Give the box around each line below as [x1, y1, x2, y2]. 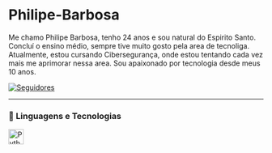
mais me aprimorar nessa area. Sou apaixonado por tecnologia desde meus [8, 58, 261, 68]
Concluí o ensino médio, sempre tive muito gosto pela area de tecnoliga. [8, 40, 249, 50]
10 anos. [8, 66, 36, 76]
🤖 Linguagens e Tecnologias [8, 110, 121, 121]
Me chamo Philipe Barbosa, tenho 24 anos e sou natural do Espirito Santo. [8, 32, 257, 42]
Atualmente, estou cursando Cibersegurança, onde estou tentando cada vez [8, 49, 263, 59]
